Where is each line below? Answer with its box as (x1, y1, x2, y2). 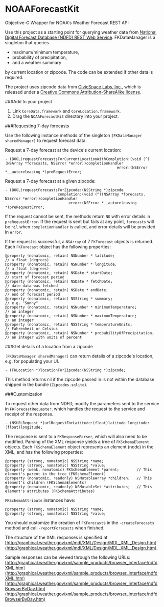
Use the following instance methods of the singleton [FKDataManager (5, 132, 142, 138)
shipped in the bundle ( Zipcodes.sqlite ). (5, 382, 88, 387)
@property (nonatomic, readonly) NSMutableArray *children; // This (5, 475, 152, 481)
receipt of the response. (5, 411, 54, 417)
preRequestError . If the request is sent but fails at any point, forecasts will (5, 219, 154, 224)
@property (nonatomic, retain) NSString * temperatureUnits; (5, 322, 133, 327)
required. (5, 74, 23, 80)
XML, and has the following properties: (5, 449, 83, 455)
